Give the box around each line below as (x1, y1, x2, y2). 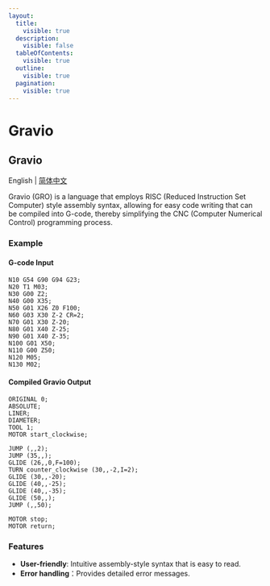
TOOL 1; (8, 423, 35, 431)
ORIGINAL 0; (8, 395, 48, 403)
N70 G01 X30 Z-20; (8, 318, 70, 326)
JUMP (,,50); (8, 501, 52, 509)
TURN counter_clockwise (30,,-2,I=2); (8, 465, 139, 474)
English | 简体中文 (8, 176, 68, 185)
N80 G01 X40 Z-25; (8, 325, 70, 333)
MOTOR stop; (8, 515, 48, 523)
